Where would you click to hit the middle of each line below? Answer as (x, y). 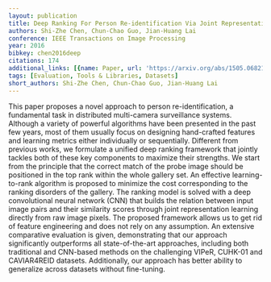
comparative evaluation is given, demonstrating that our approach (118, 234)
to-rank (21, 183)
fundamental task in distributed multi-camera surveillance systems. (120, 114)
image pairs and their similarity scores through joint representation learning (133, 209)
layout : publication (43, 16)
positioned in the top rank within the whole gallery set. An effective (119, 175)
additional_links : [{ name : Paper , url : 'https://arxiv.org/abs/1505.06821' (138, 68)
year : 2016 (27, 46)
